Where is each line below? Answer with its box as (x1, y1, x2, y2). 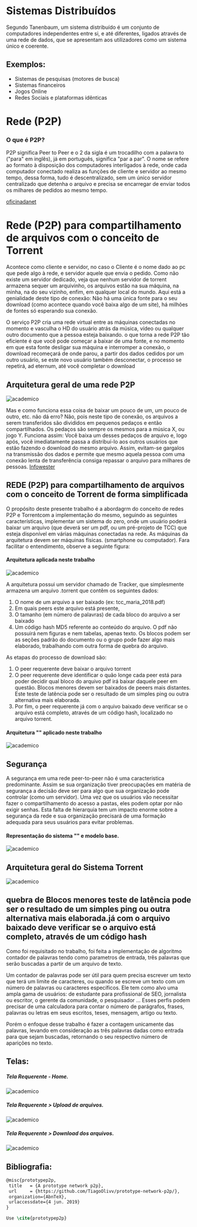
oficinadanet (6, 198, 36, 205)
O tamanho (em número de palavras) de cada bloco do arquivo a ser (14, 611, 181, 618)
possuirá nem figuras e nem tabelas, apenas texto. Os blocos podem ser (14, 630, 191, 637)
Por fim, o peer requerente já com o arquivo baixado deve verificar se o (14, 703, 188, 710)
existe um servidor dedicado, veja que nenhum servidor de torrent (6, 276, 167, 283)
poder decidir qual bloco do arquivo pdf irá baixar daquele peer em (14, 678, 178, 685)
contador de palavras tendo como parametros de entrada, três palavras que (6, 954, 190, 961)
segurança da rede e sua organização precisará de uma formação (6, 812, 166, 819)
